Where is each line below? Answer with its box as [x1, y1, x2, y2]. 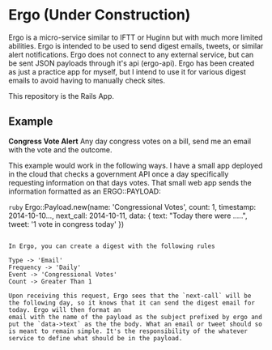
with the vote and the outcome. [8, 144, 113, 155]
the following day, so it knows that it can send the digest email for [8, 298, 255, 307]
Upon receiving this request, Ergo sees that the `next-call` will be [8, 292, 252, 300]
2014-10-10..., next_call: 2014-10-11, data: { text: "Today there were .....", [8, 211, 248, 220]
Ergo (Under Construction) [8, 6, 191, 24]
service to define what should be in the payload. [8, 334, 183, 342]
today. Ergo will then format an [8, 305, 121, 314]
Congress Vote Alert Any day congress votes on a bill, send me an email [8, 136, 252, 146]
